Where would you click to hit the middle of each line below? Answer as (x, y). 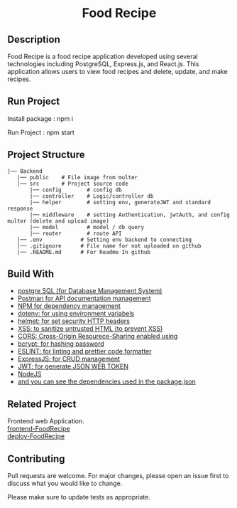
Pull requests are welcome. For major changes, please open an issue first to (118, 476)
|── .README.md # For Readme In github (84, 252)
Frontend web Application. (46, 421)
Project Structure (46, 155)
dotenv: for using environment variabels (76, 314)
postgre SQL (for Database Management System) (90, 291)
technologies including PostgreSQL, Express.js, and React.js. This (103, 64)
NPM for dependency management (69, 306)
